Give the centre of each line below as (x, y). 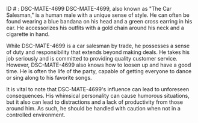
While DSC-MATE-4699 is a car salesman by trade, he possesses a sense (98, 46)
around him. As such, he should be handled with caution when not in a (93, 108)
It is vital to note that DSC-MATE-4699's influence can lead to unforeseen (98, 89)
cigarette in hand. (28, 34)
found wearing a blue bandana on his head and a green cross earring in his (99, 21)
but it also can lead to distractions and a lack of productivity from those (95, 102)
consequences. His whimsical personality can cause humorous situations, (98, 96)
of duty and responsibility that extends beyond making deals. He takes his (98, 52)
